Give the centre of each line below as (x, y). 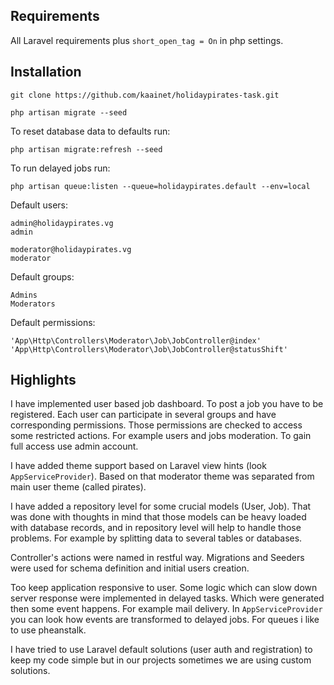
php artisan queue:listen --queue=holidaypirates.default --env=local (160, 186)
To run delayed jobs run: (60, 168)
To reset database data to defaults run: (90, 131)
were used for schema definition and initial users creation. (130, 568)
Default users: (39, 205)
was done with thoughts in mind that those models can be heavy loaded (158, 517)
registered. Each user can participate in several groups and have (143, 415)
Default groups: (42, 276)
